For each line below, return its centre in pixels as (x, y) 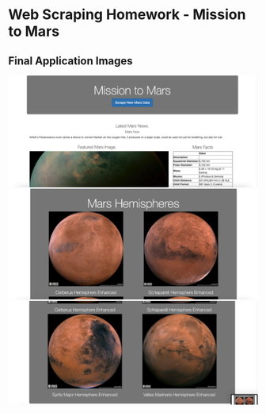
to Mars (34, 31)
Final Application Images (70, 61)
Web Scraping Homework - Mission (127, 15)
